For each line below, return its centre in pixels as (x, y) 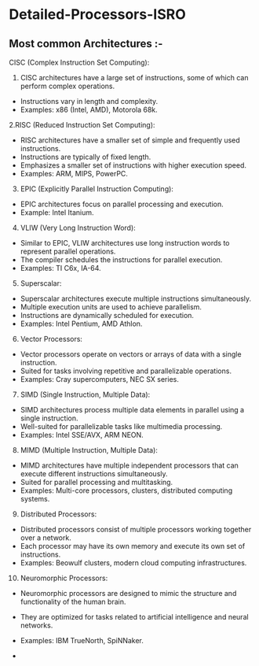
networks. (36, 625)
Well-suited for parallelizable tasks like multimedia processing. (121, 426)
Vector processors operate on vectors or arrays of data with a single (131, 354)
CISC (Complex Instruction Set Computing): (79, 62)
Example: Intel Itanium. (57, 213)
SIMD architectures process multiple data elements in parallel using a (132, 410)
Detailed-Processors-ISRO (98, 15)
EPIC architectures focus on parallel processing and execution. (122, 204)
